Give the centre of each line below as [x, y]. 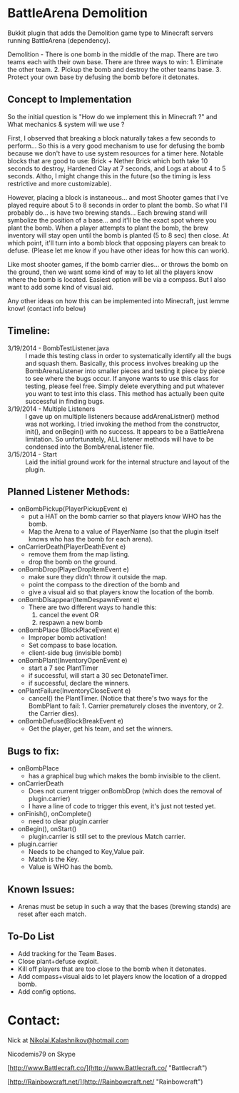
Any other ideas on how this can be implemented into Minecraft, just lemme [118, 300]
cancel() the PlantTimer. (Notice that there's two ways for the [118, 698]
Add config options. [47, 991]
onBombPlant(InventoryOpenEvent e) [72, 661]
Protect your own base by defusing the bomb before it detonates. [103, 77]
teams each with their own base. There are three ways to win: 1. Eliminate [115, 61]
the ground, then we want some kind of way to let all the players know [111, 272]
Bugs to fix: [33, 751]
